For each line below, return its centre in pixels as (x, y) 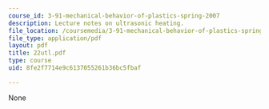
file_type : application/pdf (55, 38)
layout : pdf (28, 46)
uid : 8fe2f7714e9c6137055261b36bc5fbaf (75, 68)
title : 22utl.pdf (37, 53)
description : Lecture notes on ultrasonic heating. (96, 23)
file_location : (34, 30)
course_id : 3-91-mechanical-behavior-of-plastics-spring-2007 (114, 16)
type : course (30, 61)
